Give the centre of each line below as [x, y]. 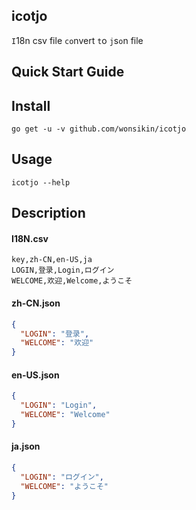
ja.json [26, 446]
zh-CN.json [36, 303]
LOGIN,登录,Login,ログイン [63, 270]
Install [31, 105]
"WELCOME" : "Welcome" [65, 415]
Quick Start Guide [68, 72]
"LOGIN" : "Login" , [59, 405]
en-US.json [35, 375]
